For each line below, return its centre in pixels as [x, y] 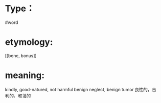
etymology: [29, 42]
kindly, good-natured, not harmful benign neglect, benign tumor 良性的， [79, 89]
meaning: [25, 75]
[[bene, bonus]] [21, 56]
